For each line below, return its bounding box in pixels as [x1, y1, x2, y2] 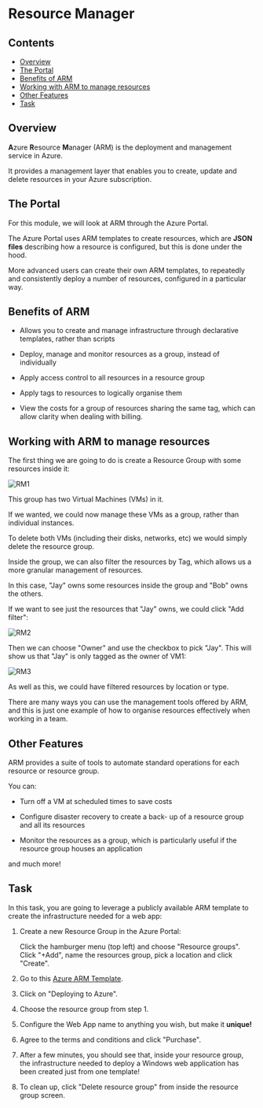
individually [19, 358, 57, 367]
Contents [8, 36, 55, 50]
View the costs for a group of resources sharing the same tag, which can [19, 403, 256, 413]
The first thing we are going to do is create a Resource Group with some [8, 456, 242, 465]
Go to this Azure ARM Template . [19, 973, 123, 983]
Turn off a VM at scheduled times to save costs [19, 797, 173, 806]
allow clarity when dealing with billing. [19, 412, 143, 421]
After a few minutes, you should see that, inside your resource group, [19, 1050, 244, 1059]
